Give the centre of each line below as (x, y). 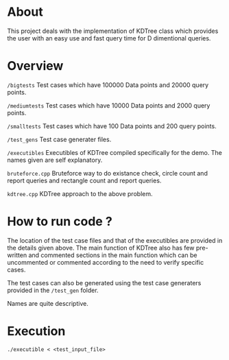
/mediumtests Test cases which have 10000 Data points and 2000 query (109, 105)
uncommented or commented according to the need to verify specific (106, 262)
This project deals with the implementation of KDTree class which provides (113, 31)
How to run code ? (60, 222)
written (17, 255)
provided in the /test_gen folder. (53, 290)
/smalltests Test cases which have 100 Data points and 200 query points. (112, 126)
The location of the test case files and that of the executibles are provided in (115, 240)
